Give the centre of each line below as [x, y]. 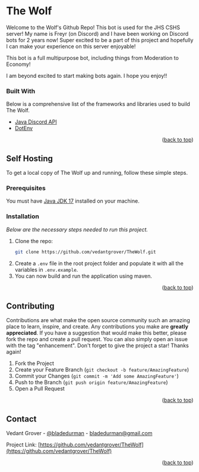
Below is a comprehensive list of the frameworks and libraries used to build [98, 104]
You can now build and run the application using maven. [83, 276]
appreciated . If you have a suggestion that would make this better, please [97, 333]
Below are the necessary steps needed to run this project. [77, 229]
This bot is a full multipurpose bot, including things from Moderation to [93, 58]
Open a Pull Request [40, 389]
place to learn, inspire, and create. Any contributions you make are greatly [97, 327]
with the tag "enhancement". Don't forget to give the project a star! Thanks [97, 345]
